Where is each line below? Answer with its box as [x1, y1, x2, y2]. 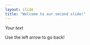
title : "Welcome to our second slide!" [5, 12, 86, 16]
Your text [5, 25, 23, 30]
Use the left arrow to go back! [5, 34, 65, 40]
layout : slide [5, 7, 34, 12]
